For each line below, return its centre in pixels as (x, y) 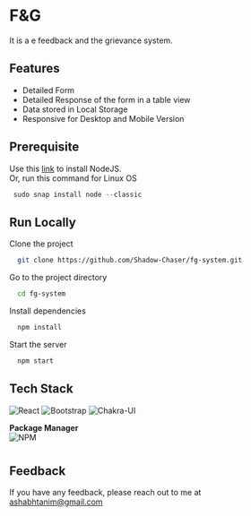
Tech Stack (41, 389)
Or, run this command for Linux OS (73, 178)
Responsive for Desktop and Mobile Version (103, 118)
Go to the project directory (58, 278)
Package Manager (44, 427)
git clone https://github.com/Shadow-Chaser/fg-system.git (130, 261)
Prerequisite (44, 147)
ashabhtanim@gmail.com (56, 502)
